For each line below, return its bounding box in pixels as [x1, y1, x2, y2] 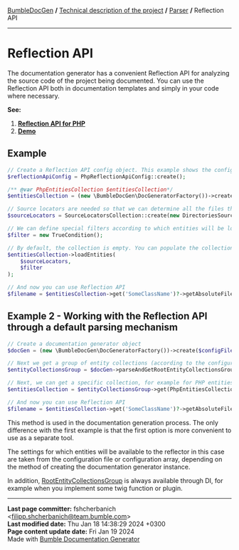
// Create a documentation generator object [7, 340, 142, 347]
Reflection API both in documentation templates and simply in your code [7, 83, 219, 92]
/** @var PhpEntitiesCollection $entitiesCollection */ [7, 185, 174, 193]
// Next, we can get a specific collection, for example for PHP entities [7, 380, 234, 387]
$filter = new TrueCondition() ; [7, 231, 103, 238]
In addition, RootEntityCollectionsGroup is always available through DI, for [7, 476, 223, 484]
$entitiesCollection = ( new [7, 193, 91, 200]
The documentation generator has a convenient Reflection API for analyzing [7, 68, 230, 77]
